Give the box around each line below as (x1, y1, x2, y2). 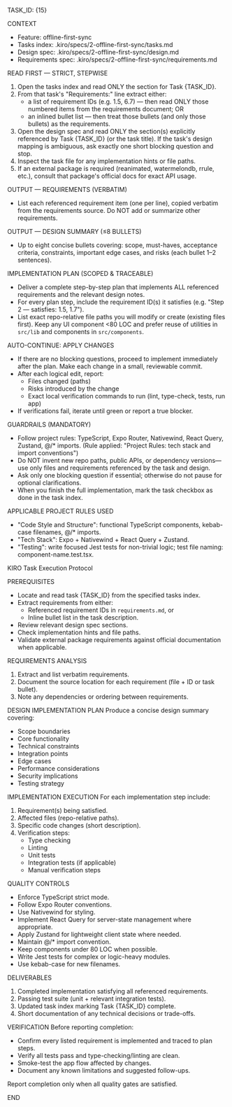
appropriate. (17, 923, 54, 931)
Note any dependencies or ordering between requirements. (17, 692, 189, 701)
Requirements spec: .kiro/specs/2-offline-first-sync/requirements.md (17, 55, 218, 64)
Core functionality (17, 734, 70, 743)
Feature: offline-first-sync (17, 33, 92, 41)
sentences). (17, 256, 52, 264)
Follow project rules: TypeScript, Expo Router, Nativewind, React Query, (17, 434, 224, 442)
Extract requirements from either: (17, 599, 114, 606)
